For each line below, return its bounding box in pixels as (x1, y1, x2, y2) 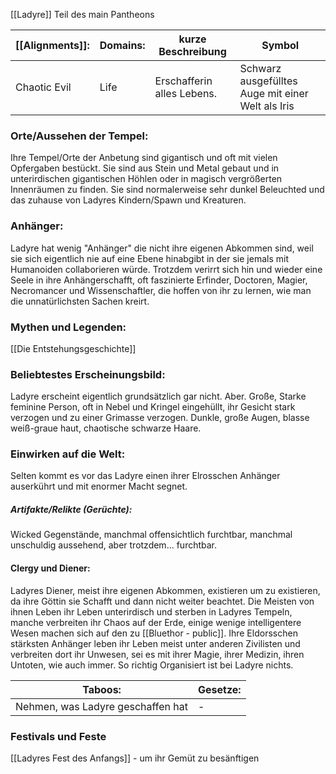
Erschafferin (154, 74, 213, 88)
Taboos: (82, 682, 122, 696)
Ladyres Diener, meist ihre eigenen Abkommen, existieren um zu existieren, (10, 584, 321, 596)
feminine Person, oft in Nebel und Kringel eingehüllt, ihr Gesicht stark (10, 401, 296, 413)
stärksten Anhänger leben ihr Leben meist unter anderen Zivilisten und (10, 637, 301, 649)
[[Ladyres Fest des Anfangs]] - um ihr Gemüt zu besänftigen (10, 752, 260, 764)
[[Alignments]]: (15, 39, 90, 52)
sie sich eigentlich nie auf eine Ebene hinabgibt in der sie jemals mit (10, 252, 289, 264)
